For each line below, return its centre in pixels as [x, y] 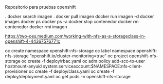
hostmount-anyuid [24, 66]
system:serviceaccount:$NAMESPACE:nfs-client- [93, 66]
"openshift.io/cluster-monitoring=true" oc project [79, 56]
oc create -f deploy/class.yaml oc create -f [72, 71]
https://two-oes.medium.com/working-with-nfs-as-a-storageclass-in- [75, 36]
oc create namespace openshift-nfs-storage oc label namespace [70, 51]
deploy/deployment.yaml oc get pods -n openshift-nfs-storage [68, 76]
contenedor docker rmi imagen [36, 27]
